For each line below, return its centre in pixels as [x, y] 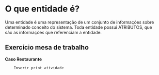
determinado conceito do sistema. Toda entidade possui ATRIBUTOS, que [79, 27]
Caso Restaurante [24, 59]
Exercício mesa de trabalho [47, 47]
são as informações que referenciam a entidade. [53, 32]
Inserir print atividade [39, 68]
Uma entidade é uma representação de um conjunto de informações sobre [79, 22]
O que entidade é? [42, 9]
